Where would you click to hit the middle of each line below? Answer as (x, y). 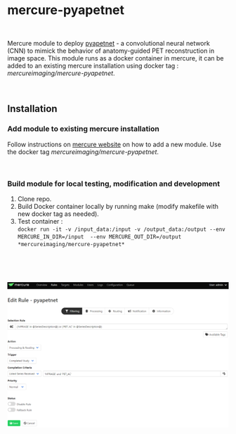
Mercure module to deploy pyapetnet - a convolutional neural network (109, 43)
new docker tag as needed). (58, 214)
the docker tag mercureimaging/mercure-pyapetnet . (83, 152)
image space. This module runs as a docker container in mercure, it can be (116, 58)
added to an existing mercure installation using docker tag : (93, 65)
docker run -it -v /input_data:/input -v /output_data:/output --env (122, 229)
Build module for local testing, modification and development (113, 184)
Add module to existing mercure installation (83, 129)
